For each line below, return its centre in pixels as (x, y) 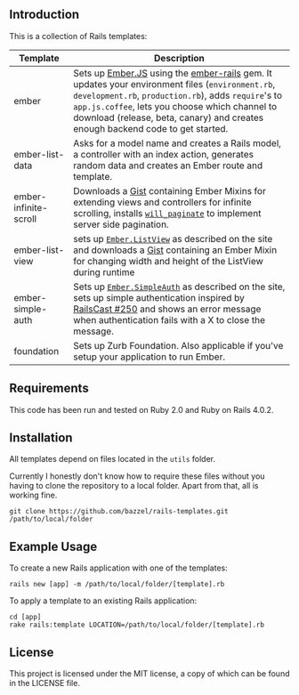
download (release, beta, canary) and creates (169, 117)
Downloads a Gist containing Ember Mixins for (170, 190)
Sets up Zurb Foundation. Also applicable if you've (178, 345)
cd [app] (25, 618)
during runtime (104, 272)
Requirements (49, 388)
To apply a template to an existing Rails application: (103, 601)
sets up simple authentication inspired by (159, 297)
